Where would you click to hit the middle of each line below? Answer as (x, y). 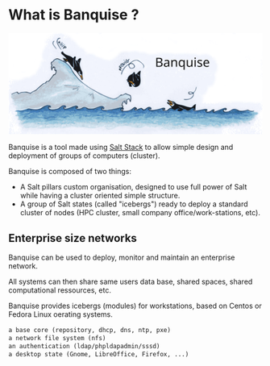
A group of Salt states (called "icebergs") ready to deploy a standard (134, 204)
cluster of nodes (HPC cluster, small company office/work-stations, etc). (140, 213)
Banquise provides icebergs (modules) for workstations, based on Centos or (135, 306)
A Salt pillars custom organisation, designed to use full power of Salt (133, 187)
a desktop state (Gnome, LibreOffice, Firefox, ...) (99, 355)
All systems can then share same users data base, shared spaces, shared (131, 282)
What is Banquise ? (74, 15)
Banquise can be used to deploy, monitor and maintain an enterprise (122, 258)
